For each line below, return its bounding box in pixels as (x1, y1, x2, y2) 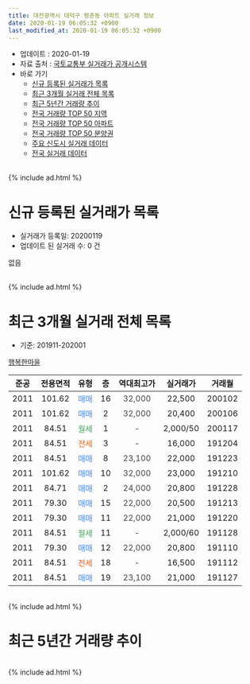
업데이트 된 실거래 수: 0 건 (19, 241, 101, 251)
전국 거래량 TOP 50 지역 (31, 109, 107, 119)
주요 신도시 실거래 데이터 (31, 138, 109, 148)
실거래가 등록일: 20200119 (19, 231, 103, 241)
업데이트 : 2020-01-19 (19, 49, 90, 59)
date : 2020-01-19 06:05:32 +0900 (8, 19, 119, 27)
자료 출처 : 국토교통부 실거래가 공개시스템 (19, 59, 148, 68)
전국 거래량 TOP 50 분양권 (31, 129, 113, 138)
